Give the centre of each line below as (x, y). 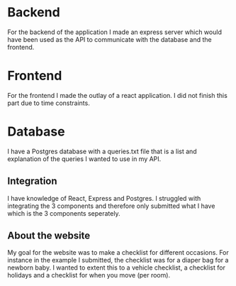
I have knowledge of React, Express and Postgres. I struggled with (104, 198)
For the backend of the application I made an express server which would (114, 32)
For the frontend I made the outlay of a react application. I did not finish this (118, 95)
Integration (33, 181)
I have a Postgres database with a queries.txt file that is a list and (102, 151)
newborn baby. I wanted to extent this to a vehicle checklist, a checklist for (116, 268)
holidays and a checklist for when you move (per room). (89, 275)
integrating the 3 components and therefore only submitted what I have (111, 206)
